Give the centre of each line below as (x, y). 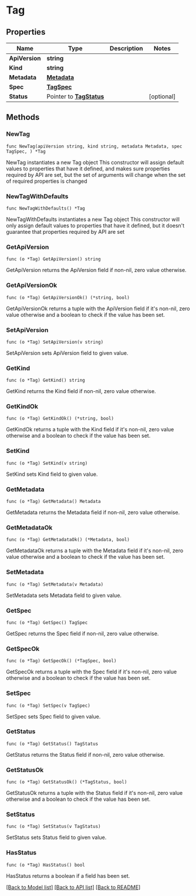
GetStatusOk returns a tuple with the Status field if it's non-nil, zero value (94, 793)
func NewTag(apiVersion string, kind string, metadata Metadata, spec (94, 146)
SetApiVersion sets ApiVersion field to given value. (67, 353)
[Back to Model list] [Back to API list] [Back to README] (73, 887)
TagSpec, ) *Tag (26, 151)
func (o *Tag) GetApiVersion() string (53, 259)
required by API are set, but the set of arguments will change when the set (96, 174)
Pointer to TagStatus (75, 96)
